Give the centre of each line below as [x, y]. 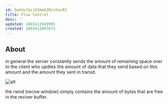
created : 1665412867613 [30, 29]
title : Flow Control [27, 15]
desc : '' [14, 19]
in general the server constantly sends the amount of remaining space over [84, 61]
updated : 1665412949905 [30, 24]
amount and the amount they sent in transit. [51, 72]
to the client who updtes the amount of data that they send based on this [81, 67]
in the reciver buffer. [26, 97]
